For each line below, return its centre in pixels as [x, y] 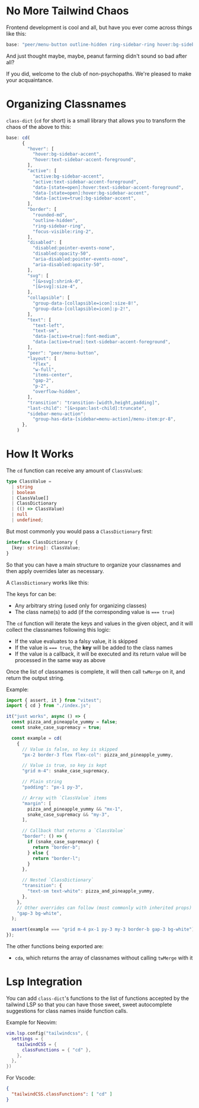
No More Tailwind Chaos [68, 11]
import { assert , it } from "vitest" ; [54, 700]
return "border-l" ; [57, 858]
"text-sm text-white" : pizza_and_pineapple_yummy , [91, 891]
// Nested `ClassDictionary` [58, 880]
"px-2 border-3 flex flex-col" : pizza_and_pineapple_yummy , [97, 755]
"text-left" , [49, 325]
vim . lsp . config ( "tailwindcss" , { [47, 1033]
